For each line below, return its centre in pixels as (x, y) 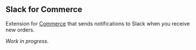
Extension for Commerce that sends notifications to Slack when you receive (98, 23)
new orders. (20, 30)
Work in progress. (27, 41)
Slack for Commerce (44, 10)
